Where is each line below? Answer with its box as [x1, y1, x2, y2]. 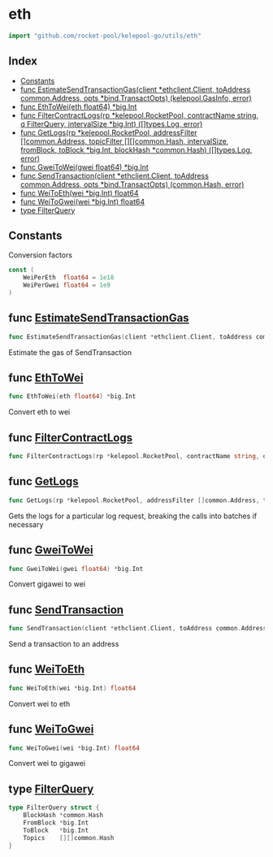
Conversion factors [8, 250, 73, 260]
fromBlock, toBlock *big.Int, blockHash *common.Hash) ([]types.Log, [19, 145, 253, 154]
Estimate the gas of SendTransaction [8, 347, 132, 357]
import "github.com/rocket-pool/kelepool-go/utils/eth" [8, 32, 201, 40]
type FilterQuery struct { [8, 803, 100, 812]
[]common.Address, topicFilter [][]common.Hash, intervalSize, [19, 136, 229, 146]
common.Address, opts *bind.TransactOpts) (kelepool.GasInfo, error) [19, 93, 252, 102]
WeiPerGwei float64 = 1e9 [23, 281, 111, 289]
